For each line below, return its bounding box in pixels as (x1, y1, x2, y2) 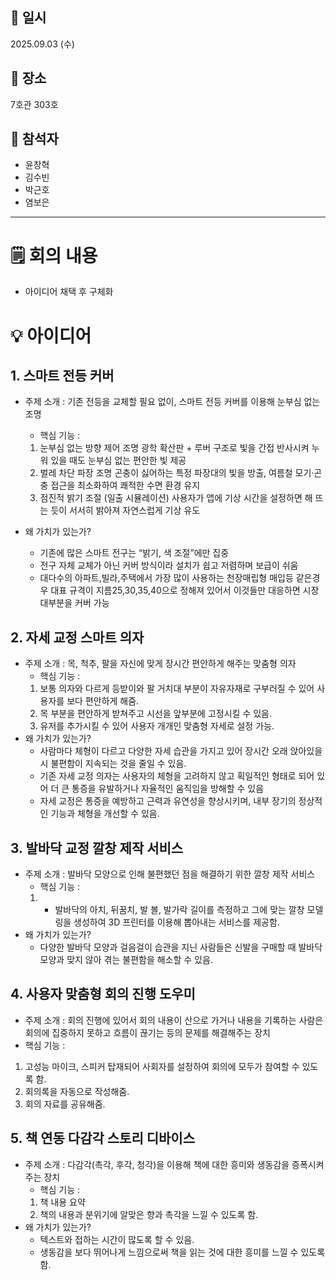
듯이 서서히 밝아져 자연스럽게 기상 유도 (50, 504, 201, 517)
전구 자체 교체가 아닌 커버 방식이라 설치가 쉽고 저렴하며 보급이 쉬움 (39, 559, 299, 572)
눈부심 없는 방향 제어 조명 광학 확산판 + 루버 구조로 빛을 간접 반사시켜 (39, 442, 310, 454)
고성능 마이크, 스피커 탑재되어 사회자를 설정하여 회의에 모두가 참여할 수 (24, 1060, 300, 1072)
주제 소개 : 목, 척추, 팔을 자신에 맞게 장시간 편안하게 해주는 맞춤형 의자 (24, 658, 297, 670)
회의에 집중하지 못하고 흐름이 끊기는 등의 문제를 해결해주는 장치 (24, 1026, 271, 1038)
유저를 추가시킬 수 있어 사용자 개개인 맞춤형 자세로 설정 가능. (39, 720, 275, 732)
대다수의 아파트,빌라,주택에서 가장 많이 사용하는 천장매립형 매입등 (39, 572, 294, 584)
